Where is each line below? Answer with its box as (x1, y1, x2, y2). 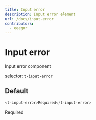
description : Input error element (5, 12, 76, 17)
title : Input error (5, 7, 45, 12)
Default (5, 87, 29, 95)
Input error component (5, 63, 51, 69)
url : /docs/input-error (5, 16, 54, 21)
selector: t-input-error (5, 73, 53, 79)
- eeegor (9, 26, 28, 31)
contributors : (5, 21, 34, 26)
